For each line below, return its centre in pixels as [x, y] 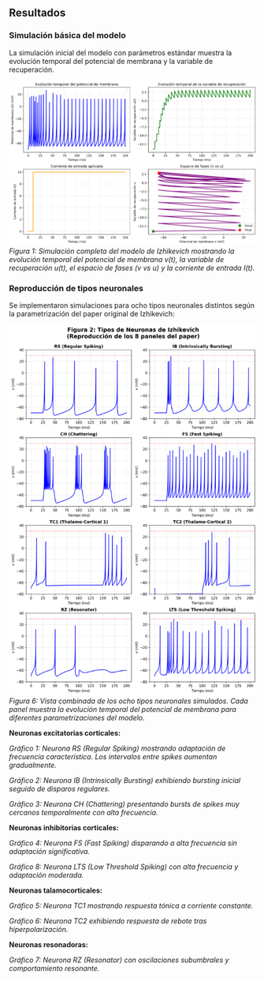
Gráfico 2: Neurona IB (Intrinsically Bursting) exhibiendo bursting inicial [125, 781]
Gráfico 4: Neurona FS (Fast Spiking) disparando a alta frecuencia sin [123, 843]
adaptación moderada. [46, 875]
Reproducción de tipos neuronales [76, 288]
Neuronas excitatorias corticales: [65, 733]
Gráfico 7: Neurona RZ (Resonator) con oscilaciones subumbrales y [119, 960]
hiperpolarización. [39, 930]
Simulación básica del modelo [67, 36]
